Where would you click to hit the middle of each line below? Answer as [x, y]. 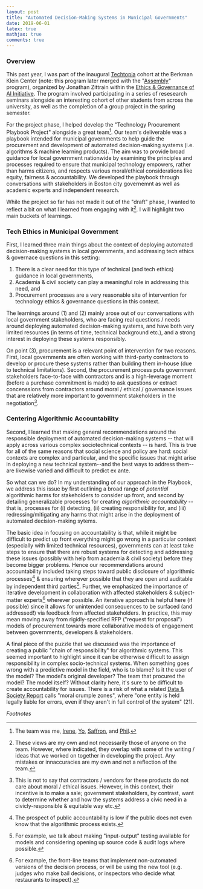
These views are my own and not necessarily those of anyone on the [101, 742]
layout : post [23, 12]
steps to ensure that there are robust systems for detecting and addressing [100, 552]
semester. [19, 113]
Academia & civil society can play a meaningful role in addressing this [102, 282]
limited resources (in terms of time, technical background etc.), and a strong [101, 332]
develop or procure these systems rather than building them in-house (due [99, 363]
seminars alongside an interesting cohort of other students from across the [100, 100]
